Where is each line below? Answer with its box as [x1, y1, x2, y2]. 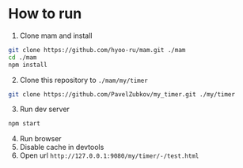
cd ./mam [8, 53, 37, 62]
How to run [8, 5, 82, 23]
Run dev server [19, 104, 70, 114]
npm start [8, 120, 41, 128]
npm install [8, 61, 47, 69]
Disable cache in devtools [19, 143, 104, 152]
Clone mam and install [19, 31, 93, 40]
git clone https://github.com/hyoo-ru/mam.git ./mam [8, 46, 186, 54]
